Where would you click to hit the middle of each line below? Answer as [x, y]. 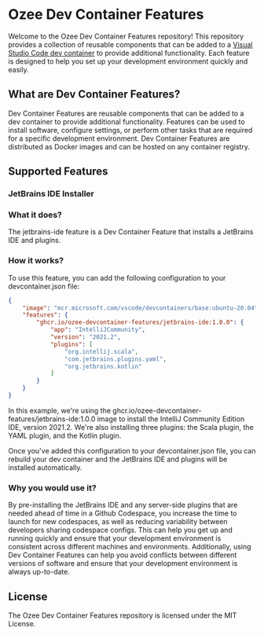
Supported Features [58, 172]
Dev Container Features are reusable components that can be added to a [126, 113]
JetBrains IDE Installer [51, 194]
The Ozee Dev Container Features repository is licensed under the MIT [123, 615]
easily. [18, 69]
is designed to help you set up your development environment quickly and [128, 61]
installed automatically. [45, 467]
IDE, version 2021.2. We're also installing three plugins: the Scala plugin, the [131, 427]
